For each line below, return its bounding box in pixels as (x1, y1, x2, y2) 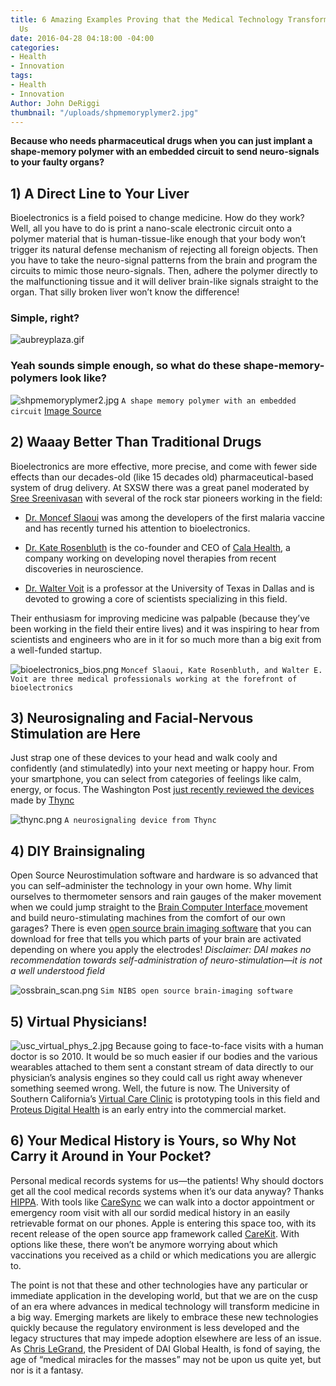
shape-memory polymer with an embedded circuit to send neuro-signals (10, 146, 320, 158)
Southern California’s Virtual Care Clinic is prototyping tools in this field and (10, 1093, 320, 1105)
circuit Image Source (10, 404, 102, 416)
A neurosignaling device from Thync (64, 816, 217, 826)
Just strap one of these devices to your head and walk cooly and (10, 752, 278, 764)
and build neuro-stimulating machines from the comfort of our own (10, 912, 286, 924)
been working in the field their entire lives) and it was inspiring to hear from (10, 622, 320, 635)
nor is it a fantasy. (10, 1364, 84, 1376)
